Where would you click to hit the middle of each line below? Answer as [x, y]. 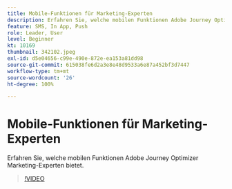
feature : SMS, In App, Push [48, 26]
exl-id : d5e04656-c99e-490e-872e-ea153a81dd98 [75, 59]
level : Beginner [30, 39]
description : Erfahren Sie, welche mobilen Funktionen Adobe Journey [109, 20]
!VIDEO [34, 179]
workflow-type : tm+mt [38, 71]
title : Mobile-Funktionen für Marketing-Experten [80, 13]
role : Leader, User [35, 33]
